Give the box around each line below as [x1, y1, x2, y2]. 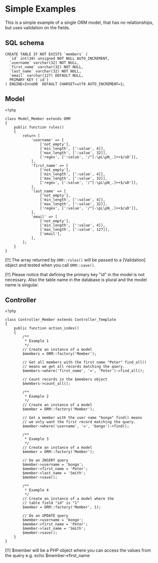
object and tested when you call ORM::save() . [5, 262, 96, 268]
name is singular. [5, 281, 39, 288]
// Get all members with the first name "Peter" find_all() [22, 360, 147, 365]
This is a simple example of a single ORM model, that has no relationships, [5, 19, 154, 25]
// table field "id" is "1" [22, 501, 79, 506]
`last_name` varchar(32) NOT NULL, [9, 69, 82, 74]
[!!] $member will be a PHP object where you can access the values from [5, 547, 151, 553]
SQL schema [5, 39, 44, 47]
